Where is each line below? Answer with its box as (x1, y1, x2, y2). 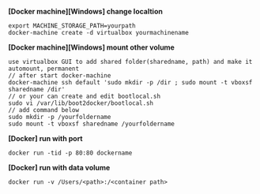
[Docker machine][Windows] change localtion (8, 7, 164, 16)
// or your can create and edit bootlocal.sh (8, 92, 160, 100)
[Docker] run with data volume (8, 163, 111, 172)
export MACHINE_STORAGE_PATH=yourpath (8, 22, 136, 30)
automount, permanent (8, 65, 80, 73)
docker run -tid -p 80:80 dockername (8, 149, 133, 157)
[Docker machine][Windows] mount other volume (8, 43, 175, 52)
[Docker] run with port (8, 134, 83, 143)
